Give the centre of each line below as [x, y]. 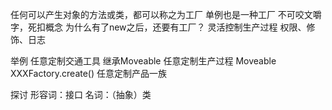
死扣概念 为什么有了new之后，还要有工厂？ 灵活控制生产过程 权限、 [167, 27]
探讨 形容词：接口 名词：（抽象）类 [81, 94]
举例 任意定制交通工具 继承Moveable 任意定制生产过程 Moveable [143, 61]
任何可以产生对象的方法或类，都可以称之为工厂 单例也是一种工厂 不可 [153, 14]
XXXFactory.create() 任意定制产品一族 [88, 73]
